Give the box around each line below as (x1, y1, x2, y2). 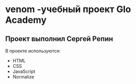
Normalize (12, 74, 35, 79)
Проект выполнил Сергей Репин (5, 34, 113, 43)
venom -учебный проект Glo (5, 4, 131, 15)
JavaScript (12, 68, 36, 74)
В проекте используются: (5, 48, 61, 54)
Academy (5, 14, 47, 26)
